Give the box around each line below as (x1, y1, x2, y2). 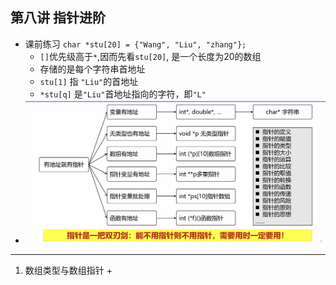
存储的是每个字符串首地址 (39, 63, 146, 75)
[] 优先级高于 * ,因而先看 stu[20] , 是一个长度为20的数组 (39, 50, 262, 62)
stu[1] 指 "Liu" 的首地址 (39, 75, 139, 87)
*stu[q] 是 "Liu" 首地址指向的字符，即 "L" (39, 88, 207, 100)
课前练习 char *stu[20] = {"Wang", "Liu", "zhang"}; (24, 38, 247, 50)
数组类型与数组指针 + (24, 264, 113, 277)
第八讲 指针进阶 (10, 9, 106, 27)
